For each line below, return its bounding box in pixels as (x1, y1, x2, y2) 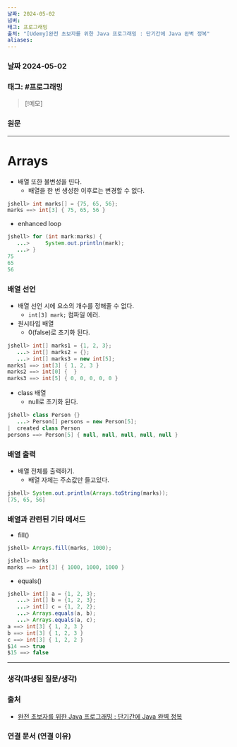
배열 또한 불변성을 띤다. (17, 177, 83, 186)
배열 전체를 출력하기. (17, 466, 75, 475)
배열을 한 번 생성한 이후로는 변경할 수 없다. (28, 186, 145, 194)
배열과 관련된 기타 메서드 (7, 514, 86, 524)
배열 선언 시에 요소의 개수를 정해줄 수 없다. (17, 301, 135, 310)
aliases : (7, 37, 33, 44)
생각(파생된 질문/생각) (7, 674, 78, 684)
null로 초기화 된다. (28, 397, 79, 406)
